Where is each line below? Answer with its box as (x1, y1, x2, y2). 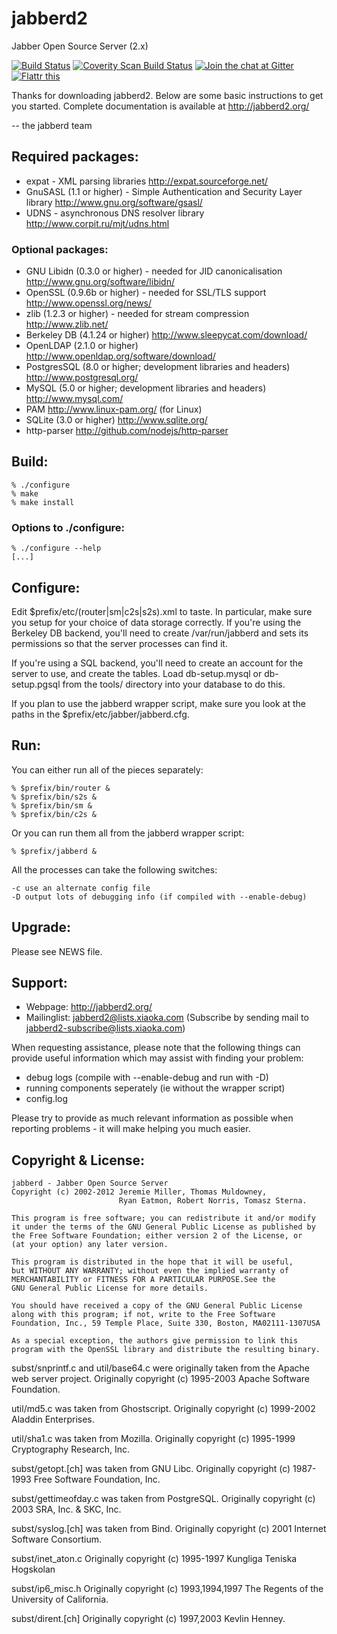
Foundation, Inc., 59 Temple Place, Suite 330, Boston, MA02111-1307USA (11, 1318, 321, 1329)
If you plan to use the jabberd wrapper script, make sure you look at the (11, 697, 306, 709)
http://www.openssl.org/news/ (25, 297, 153, 309)
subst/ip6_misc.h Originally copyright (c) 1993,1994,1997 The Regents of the (11, 1583, 324, 1595)
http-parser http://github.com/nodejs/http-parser (25, 425, 229, 437)
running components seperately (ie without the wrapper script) (25, 1082, 286, 1094)
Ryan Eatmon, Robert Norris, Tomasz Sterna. (118, 1196, 308, 1206)
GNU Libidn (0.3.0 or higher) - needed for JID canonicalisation (25, 265, 283, 277)
